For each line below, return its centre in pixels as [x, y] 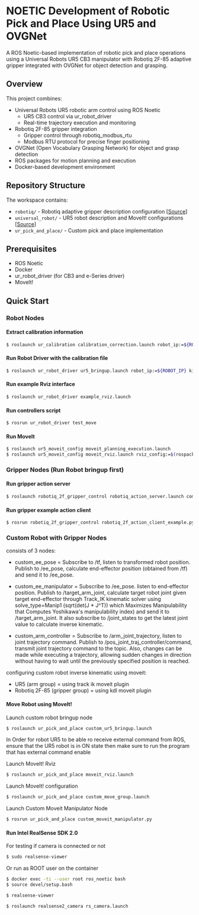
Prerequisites [31, 249]
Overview [25, 84]
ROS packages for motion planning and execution [75, 160]
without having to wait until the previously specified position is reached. [102, 661]
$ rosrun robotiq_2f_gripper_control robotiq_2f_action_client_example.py [100, 523]
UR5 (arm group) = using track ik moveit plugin [72, 684]
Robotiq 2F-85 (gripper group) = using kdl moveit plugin [83, 691]
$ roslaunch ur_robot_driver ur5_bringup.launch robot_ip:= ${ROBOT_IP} [96, 371]
